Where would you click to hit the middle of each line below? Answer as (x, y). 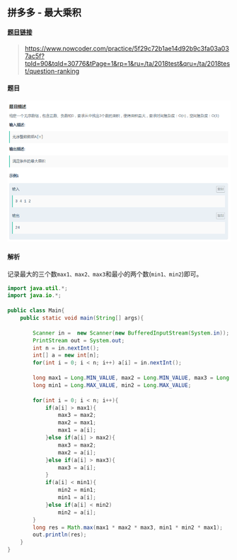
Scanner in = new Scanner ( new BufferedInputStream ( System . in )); (131, 333)
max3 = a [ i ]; (77, 467)
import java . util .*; (38, 288)
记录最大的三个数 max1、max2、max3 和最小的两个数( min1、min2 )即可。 (105, 274)
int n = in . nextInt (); (66, 348)
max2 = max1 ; (77, 423)
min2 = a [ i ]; (77, 513)
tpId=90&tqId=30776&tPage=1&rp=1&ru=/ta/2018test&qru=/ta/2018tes (127, 63)
